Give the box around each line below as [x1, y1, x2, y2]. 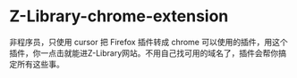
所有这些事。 [16, 58, 64, 69]
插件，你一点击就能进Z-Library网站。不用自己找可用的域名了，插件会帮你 [9, 47, 279, 58]
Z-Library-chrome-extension [9, 6, 229, 27]
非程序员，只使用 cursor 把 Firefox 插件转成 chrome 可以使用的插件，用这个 [9, 36, 288, 47]
